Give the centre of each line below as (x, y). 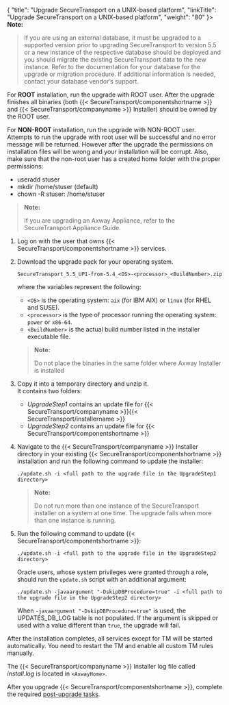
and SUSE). (43, 307)
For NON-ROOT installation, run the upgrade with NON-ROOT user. (102, 130)
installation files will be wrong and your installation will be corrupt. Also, (108, 151)
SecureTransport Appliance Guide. (72, 228)
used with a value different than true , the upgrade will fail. (99, 625)
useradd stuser (38, 180)
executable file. (49, 336)
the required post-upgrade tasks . (54, 694)
